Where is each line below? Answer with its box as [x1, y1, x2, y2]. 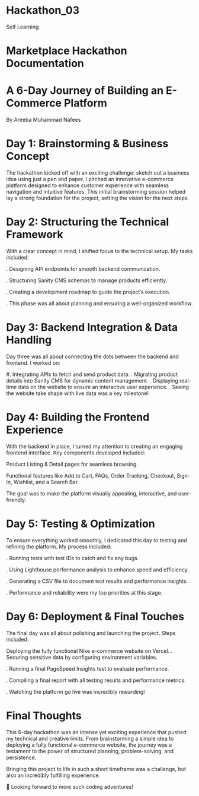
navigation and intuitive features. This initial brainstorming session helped [6, 188, 186, 195]
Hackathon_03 [6, 4, 80, 17]
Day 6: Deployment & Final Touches [6, 609, 185, 623]
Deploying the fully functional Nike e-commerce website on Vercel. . [6, 647, 173, 654]
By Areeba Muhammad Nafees [6, 116, 81, 124]
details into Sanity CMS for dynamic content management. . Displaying [6, 377, 179, 384]
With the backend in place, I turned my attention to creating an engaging [6, 443, 183, 450]
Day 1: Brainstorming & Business [6, 137, 169, 150]
